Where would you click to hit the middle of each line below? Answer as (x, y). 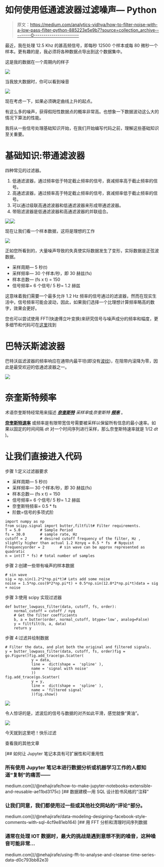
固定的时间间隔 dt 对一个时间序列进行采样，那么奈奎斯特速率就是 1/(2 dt (86, 429)
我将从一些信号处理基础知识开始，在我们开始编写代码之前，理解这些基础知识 (82, 128)
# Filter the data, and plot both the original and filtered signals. (78, 647)
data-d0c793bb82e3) (27, 860)
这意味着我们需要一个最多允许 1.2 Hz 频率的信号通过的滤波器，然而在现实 (79, 296)
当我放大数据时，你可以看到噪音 (37, 81)
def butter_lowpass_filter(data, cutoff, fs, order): (61, 607)
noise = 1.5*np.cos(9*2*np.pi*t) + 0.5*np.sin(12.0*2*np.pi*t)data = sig (82, 583)
